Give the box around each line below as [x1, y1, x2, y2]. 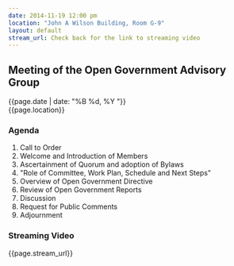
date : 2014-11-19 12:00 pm [8, 11, 98, 20]
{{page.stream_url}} [8, 248, 74, 258]
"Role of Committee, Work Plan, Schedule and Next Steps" [19, 168, 212, 178]
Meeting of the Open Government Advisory [8, 63, 227, 76]
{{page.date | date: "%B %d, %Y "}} [8, 97, 127, 106]
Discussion [19, 194, 56, 203]
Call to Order [19, 143, 62, 152]
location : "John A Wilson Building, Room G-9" [8, 19, 165, 27]
